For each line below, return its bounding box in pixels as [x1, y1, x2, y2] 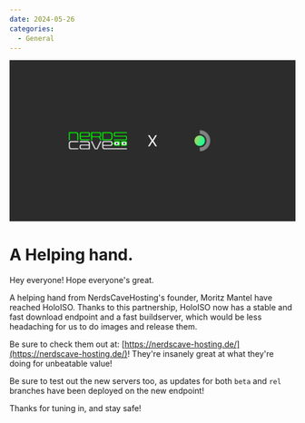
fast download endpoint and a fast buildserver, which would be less [9, 311, 262, 322]
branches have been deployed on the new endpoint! [9, 385, 204, 396]
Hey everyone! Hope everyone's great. [9, 274, 154, 285]
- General [17, 34, 54, 43]
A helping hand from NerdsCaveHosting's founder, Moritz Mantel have [9, 291, 273, 303]
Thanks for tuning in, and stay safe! [9, 402, 143, 413]
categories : [9, 24, 54, 34]
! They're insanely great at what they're [126, 348, 274, 359]
